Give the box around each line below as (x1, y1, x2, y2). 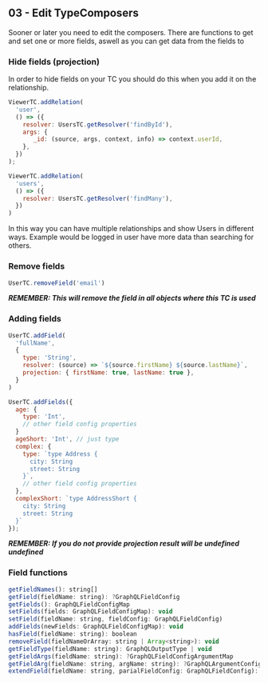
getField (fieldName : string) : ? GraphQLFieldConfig (8, 593, 180, 601)
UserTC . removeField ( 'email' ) (8, 279, 105, 287)
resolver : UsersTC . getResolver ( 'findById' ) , (22, 120, 173, 129)
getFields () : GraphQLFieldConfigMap (8, 600, 130, 609)
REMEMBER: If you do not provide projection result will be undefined (8, 539, 240, 549)
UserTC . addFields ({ (8, 397, 73, 406)
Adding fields (8, 314, 62, 325)
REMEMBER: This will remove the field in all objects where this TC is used (8, 294, 257, 303)
